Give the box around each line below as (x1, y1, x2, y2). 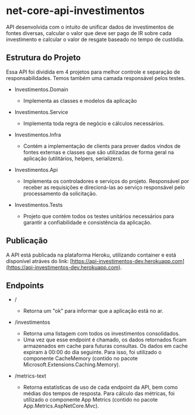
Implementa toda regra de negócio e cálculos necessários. (23, 120, 165, 127)
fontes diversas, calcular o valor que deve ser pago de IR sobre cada (6, 29, 172, 36)
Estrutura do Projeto (6, 53, 81, 63)
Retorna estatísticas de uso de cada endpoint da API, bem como (23, 384, 178, 391)
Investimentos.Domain (14, 86, 68, 93)
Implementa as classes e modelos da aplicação (23, 97, 137, 104)
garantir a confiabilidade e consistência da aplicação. (23, 219, 152, 226)
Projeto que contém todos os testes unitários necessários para (23, 212, 174, 220)
